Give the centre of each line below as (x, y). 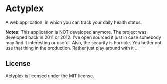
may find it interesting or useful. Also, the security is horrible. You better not (83, 42)
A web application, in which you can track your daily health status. (74, 22)
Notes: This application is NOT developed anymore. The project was (76, 32)
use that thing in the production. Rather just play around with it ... (72, 48)
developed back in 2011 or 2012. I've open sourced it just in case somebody (83, 37)
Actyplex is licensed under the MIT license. (50, 76)
